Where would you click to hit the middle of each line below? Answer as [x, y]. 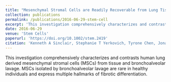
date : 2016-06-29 [24, 29]
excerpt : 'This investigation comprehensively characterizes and [76, 24]
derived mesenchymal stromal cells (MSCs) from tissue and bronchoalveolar [85, 63]
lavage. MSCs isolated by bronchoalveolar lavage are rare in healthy [77, 68]
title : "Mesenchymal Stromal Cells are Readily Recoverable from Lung [82, 10]
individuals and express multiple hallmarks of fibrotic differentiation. [76, 74]
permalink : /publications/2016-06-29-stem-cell [57, 19]
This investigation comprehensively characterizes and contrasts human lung [85, 58]
